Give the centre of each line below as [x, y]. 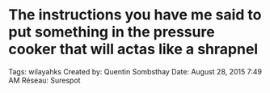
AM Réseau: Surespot [44, 80]
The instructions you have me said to [135, 15]
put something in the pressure [112, 32]
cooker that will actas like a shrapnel [133, 49]
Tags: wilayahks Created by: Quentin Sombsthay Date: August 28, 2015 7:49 [135, 71]
